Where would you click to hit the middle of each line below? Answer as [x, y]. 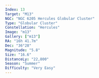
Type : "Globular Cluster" [31, 23]
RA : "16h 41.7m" [21, 41]
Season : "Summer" [23, 63]
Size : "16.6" [18, 55]
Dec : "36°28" [18, 46]
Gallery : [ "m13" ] [23, 37]
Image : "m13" [18, 32]
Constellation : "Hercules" [32, 28]
